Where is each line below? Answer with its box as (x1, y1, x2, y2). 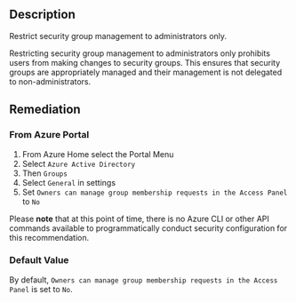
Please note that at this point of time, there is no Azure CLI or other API (9, 213, 269, 224)
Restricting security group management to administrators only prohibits (9, 48, 271, 59)
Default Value (9, 254, 69, 266)
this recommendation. (9, 232, 90, 242)
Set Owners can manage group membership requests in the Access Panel (21, 187, 288, 197)
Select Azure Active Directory (21, 158, 136, 169)
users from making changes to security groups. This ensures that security (9, 57, 281, 68)
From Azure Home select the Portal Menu (21, 148, 174, 159)
